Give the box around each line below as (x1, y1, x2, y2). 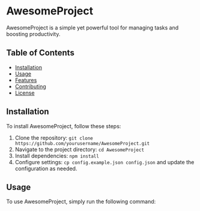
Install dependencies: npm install (14, 152, 99, 159)
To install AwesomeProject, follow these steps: (6, 122, 121, 129)
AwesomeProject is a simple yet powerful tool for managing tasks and (6, 24, 179, 31)
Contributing (14, 83, 46, 90)
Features (14, 76, 37, 83)
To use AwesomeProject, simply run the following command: (6, 198, 156, 205)
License (14, 89, 35, 97)
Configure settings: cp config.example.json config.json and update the (14, 158, 195, 165)
